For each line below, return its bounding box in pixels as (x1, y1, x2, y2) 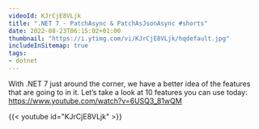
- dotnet (8, 57, 38, 65)
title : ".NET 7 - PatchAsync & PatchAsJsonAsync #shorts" (8, 19, 208, 27)
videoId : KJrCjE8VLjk (8, 11, 82, 20)
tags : (8, 49, 27, 57)
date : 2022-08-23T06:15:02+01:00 (8, 27, 121, 35)
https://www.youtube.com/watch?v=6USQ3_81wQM (8, 96, 182, 106)
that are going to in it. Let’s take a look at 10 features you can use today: (8, 87, 248, 97)
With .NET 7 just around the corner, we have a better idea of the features (8, 78, 251, 89)
